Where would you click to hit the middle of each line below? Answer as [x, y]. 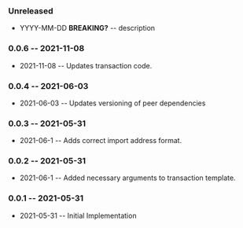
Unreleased [31, 11]
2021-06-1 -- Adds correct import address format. [101, 141]
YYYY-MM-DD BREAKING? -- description [87, 28]
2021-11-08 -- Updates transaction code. [86, 65]
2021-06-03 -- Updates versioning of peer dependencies [112, 103]
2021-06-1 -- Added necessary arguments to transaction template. [127, 178]
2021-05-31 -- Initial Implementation [78, 215]
